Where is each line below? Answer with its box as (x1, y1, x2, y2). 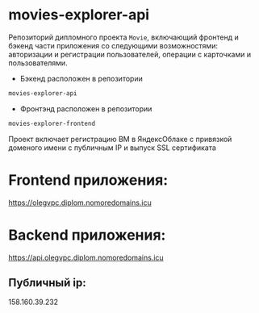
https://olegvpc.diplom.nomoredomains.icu (8, 198, 152, 207)
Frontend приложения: (8, 171, 169, 189)
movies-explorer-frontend (8, 119, 95, 127)
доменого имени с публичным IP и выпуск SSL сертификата (8, 143, 216, 152)
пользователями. (8, 58, 68, 68)
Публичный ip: (8, 276, 86, 290)
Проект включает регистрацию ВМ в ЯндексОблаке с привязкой (8, 134, 232, 144)
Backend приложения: (8, 226, 166, 244)
